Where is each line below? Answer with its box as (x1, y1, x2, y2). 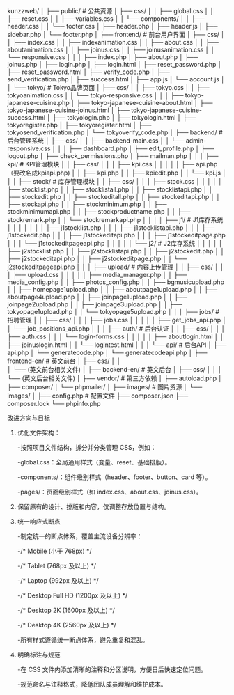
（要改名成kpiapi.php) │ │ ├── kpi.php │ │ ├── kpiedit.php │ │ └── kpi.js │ (7, 169, 226, 177)
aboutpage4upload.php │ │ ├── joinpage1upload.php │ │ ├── (7, 292, 188, 301)
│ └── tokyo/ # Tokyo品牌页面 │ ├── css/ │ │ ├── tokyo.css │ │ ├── (7, 84, 210, 91)
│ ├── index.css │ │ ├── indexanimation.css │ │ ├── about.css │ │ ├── (7, 38, 219, 46)
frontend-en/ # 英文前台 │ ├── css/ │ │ (7, 357, 121, 365)
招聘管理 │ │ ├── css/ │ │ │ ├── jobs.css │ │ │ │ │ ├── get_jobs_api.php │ (7, 316, 227, 324)
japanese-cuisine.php (7, 99, 70, 107)
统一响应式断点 (17, 517, 61, 525)
